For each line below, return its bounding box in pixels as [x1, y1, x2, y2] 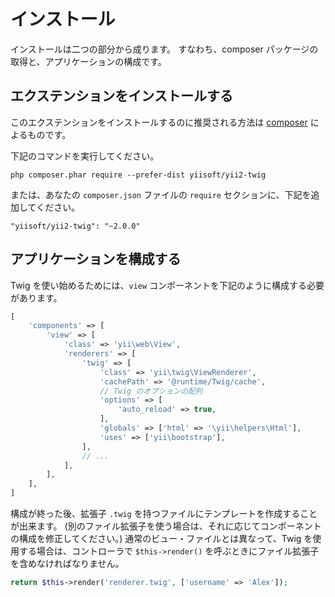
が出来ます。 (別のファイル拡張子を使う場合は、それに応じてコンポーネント [10, 520, 322, 532]
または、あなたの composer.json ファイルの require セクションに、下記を [10, 188, 312, 200]
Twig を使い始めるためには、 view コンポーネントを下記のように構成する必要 [10, 279, 325, 291]
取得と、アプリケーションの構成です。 [10, 55, 167, 67]
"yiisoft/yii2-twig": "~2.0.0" [10, 221, 141, 231]
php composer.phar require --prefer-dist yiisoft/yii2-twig [10, 170, 267, 180]
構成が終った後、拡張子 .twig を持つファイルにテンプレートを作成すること [10, 508, 318, 520]
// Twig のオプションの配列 [99, 386, 203, 396]
